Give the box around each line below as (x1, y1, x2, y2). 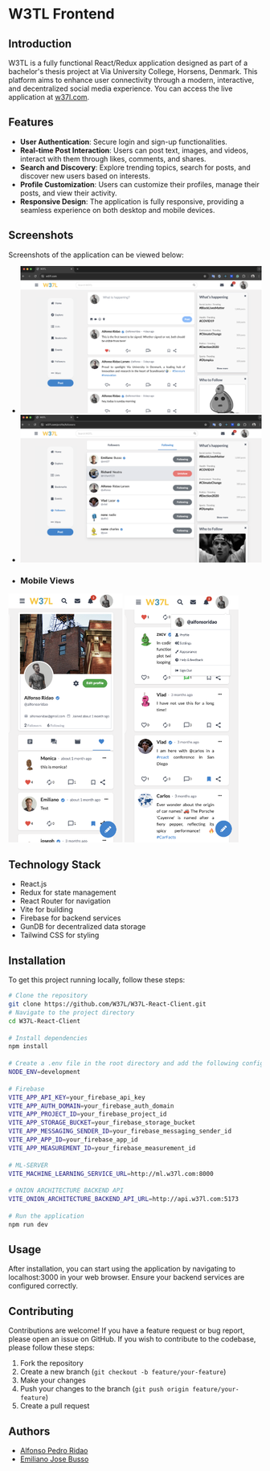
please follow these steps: (8, 1343, 95, 1353)
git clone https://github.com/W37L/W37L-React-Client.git (8, 1000, 207, 1009)
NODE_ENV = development (8, 1068, 81, 1076)
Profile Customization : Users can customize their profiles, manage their (19, 179, 260, 189)
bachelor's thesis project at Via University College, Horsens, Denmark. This (8, 67, 259, 76)
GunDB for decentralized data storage (19, 922, 146, 932)
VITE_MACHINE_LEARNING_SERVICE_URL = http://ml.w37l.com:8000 (8, 1170, 215, 1178)
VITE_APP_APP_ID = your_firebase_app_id (8, 1136, 138, 1144)
